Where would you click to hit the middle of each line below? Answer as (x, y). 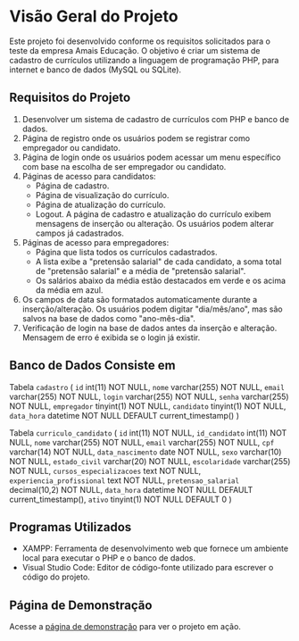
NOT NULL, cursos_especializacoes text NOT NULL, (105, 470)
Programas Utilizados (71, 527)
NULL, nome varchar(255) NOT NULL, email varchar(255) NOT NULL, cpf (142, 442)
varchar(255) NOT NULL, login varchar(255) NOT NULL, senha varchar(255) (149, 396)
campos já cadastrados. (80, 233)
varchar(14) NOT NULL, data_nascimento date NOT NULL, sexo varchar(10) (145, 452)
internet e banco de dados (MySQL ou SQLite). (95, 70)
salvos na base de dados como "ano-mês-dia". (109, 318)
